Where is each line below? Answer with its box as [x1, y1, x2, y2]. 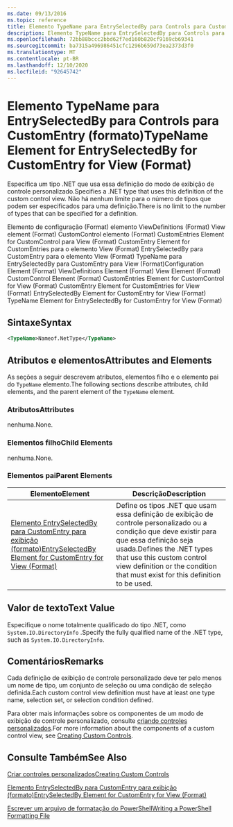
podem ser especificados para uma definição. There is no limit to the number [7, 202, 226, 210]
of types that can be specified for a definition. [7, 210, 138, 218]
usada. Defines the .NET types [116, 544, 214, 554]
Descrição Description [132, 488, 207, 498]
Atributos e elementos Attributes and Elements [7, 355, 212, 366]
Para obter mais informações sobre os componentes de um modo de [7, 709, 204, 718]
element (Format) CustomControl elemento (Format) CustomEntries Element [7, 230, 225, 239]
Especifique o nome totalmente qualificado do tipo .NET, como [7, 620, 187, 629]
